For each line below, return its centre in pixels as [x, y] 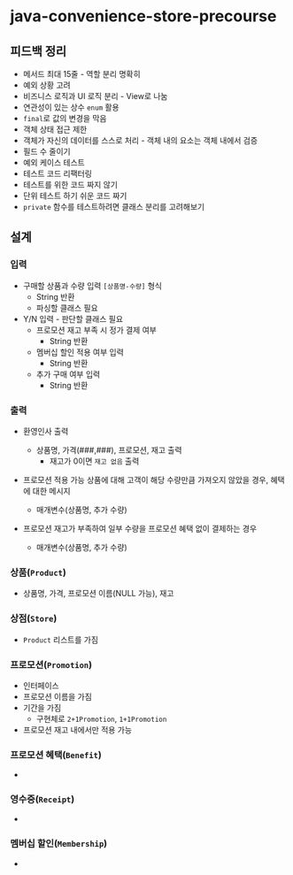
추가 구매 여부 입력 [68, 374]
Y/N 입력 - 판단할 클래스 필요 [73, 319]
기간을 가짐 [42, 707]
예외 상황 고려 [46, 85]
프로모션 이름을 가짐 [57, 696]
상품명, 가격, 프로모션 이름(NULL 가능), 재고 [98, 594]
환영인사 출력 [46, 431]
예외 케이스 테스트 [54, 162]
